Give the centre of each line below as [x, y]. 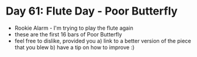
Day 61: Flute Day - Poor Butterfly [92, 11]
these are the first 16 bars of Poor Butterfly [68, 34]
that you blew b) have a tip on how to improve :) [74, 47]
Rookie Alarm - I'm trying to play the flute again [74, 28]
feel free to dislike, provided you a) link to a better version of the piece [103, 41]
